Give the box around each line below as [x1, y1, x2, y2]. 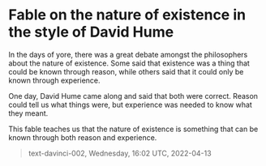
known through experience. [8, 75, 101, 85]
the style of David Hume [8, 23, 174, 41]
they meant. [8, 108, 49, 118]
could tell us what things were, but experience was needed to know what [8, 100, 253, 109]
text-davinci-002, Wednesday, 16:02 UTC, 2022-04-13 [28, 148, 212, 158]
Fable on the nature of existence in [8, 6, 246, 24]
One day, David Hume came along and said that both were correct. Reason [8, 91, 258, 100]
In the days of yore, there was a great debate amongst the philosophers [8, 49, 248, 59]
